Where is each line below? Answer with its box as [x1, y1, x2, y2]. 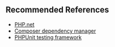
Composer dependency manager [14, 27, 96, 34]
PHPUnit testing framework [14, 33, 82, 41]
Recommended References [5, 5, 109, 15]
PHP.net [14, 20, 35, 28]
